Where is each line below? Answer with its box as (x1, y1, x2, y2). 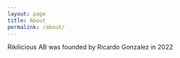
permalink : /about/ (7, 23, 65, 30)
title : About (7, 17, 46, 24)
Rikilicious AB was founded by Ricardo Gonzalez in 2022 (7, 43, 174, 52)
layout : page (7, 10, 46, 18)
